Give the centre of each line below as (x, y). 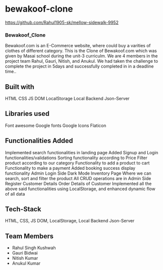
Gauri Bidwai (25, 253)
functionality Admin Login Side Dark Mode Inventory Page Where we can (78, 173)
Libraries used (27, 114)
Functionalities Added (39, 141)
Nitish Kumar (25, 258)
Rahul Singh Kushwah (34, 248)
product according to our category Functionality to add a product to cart (77, 163)
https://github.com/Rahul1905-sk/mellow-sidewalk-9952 (62, 22)
